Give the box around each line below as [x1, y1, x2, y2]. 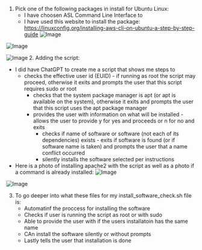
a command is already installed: [14, 168, 94, 176]
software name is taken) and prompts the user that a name [42, 143, 188, 150]
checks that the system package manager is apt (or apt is [33, 92, 176, 98]
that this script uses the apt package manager [33, 104, 148, 111]
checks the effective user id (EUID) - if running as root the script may [24, 72, 196, 79]
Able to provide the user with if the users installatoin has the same [24, 217, 189, 225]
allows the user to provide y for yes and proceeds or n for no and [33, 117, 195, 124]
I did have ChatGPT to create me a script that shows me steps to [14, 66, 175, 73]
